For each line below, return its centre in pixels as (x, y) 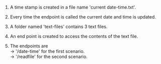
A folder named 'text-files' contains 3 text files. (59, 26)
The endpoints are (29, 46)
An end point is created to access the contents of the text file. (74, 36)
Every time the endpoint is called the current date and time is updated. (83, 17)
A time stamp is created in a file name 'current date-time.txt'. (73, 7)
